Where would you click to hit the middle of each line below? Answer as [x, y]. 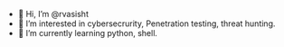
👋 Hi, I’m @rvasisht [53, 14]
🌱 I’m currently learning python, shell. [88, 33]
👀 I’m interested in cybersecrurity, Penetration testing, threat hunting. [147, 23]
